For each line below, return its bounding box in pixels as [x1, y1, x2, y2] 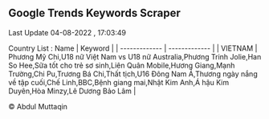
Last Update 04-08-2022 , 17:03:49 [8, 27, 127, 37]
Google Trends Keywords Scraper [8, 6, 181, 20]
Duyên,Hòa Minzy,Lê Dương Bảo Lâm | [8, 86, 137, 96]
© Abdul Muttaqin [8, 101, 68, 111]
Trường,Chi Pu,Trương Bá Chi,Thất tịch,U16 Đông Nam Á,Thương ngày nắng [8, 68, 259, 79]
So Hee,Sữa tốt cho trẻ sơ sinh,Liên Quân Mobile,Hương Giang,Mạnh [8, 60, 235, 70]
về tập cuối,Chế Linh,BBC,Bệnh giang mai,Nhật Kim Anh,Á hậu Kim [8, 77, 230, 87]
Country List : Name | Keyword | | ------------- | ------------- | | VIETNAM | [8, 43, 258, 53]
